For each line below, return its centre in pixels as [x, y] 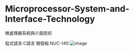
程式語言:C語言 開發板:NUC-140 [37, 43]
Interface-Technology [50, 19]
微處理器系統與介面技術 [28, 33]
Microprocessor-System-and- [67, 9]
